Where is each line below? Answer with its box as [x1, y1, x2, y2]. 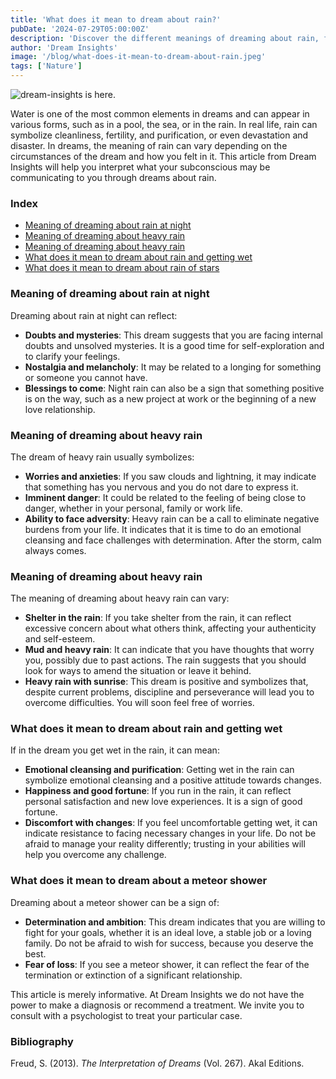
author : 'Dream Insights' [10, 42, 118, 53]
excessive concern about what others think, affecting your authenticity [24, 622, 317, 635]
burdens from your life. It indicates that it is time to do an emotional [24, 523, 302, 535]
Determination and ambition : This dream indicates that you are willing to [24, 916, 326, 928]
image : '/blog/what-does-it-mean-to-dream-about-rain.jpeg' [10, 52, 267, 62]
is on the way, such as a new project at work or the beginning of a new [24, 392, 317, 405]
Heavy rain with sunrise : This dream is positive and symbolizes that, [24, 676, 309, 688]
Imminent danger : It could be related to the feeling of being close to [24, 491, 307, 503]
